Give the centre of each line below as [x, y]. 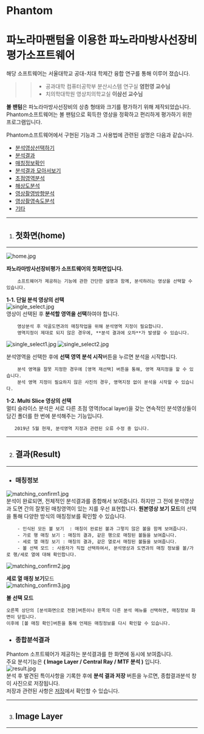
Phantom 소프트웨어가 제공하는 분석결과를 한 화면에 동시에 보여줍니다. [90, 654]
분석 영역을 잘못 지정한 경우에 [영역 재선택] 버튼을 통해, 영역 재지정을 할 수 [102, 369]
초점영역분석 [30, 178]
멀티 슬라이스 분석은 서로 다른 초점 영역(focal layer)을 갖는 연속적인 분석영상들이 [101, 408]
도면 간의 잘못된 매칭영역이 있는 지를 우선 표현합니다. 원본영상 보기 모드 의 [99, 509]
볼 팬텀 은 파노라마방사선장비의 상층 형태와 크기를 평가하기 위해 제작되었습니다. [99, 107]
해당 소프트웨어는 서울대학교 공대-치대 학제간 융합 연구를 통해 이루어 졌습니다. [98, 74]
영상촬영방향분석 [35, 194]
